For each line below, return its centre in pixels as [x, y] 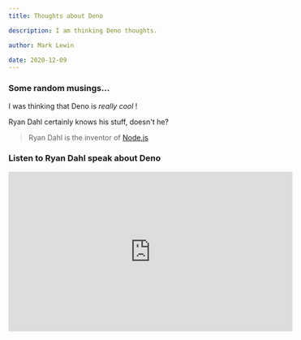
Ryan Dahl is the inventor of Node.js [88, 137]
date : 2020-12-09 [38, 60]
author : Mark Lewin [41, 45]
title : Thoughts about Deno [56, 16]
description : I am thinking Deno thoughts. [83, 30]
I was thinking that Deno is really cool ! [73, 105]
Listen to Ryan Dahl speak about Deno [84, 158]
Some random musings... [59, 88]
